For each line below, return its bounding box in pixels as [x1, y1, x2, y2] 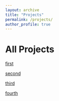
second [5, 70, 21, 77]
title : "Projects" [5, 12, 44, 17]
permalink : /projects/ [5, 17, 53, 22]
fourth [5, 90, 18, 96]
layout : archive [5, 7, 39, 13]
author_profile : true [5, 21, 51, 27]
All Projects [5, 44, 54, 55]
